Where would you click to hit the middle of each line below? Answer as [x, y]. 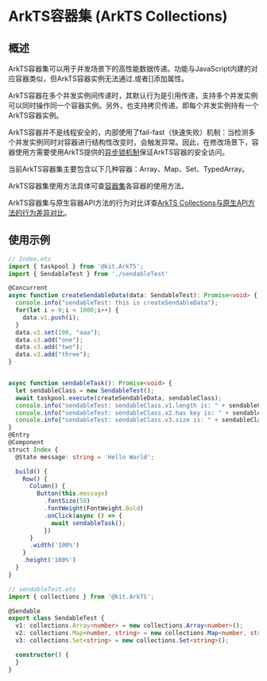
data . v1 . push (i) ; [51, 317]
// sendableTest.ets [43, 589]
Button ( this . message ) [73, 493]
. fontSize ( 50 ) [67, 501]
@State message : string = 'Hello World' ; [85, 457]
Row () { [35, 479]
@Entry [19, 435]
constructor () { [42, 655]
